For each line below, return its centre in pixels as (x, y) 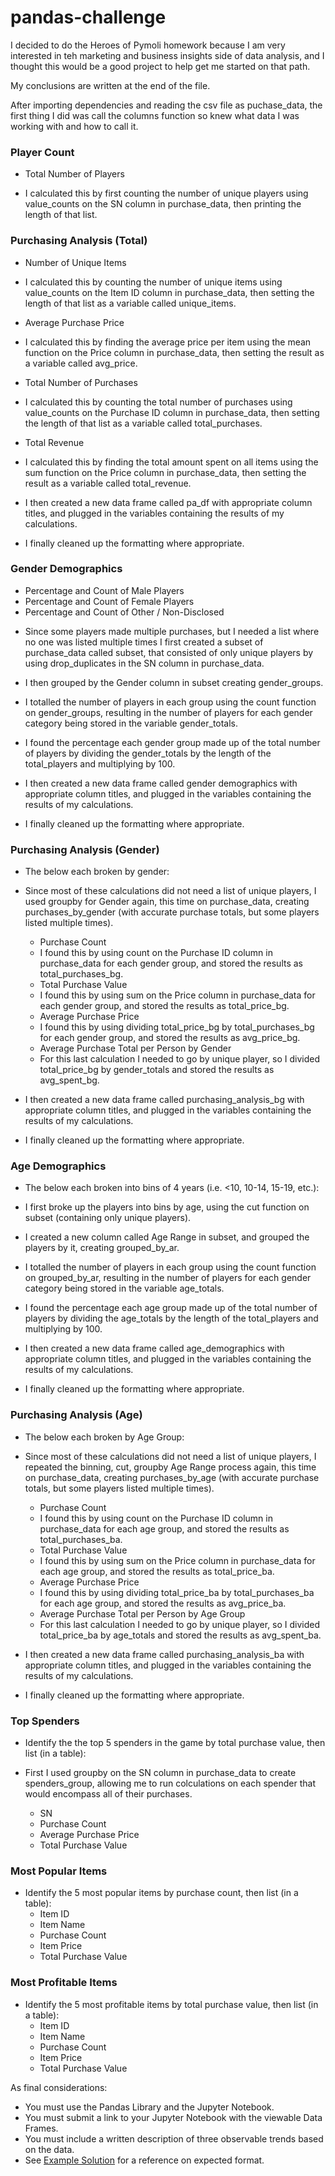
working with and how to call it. (74, 126)
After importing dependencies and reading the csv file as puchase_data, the (166, 105)
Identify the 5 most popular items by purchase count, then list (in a (161, 1893)
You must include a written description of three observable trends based (174, 2138)
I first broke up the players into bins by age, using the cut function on (167, 1207)
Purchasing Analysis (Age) (76, 1415)
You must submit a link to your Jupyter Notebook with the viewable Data (173, 2117)
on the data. (49, 2149)
